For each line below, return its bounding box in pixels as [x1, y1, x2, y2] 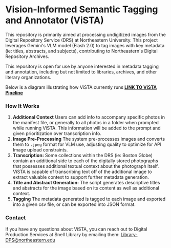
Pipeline [5, 89, 23, 96]
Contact [5, 214, 26, 221]
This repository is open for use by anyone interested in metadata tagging [5, 63, 159, 69]
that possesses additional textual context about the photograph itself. [12, 163, 159, 169]
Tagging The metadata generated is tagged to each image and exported [12, 196, 166, 202]
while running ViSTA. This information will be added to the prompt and [12, 125, 161, 131]
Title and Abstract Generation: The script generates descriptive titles [12, 180, 160, 186]
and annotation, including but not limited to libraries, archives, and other [5, 68, 157, 75]
